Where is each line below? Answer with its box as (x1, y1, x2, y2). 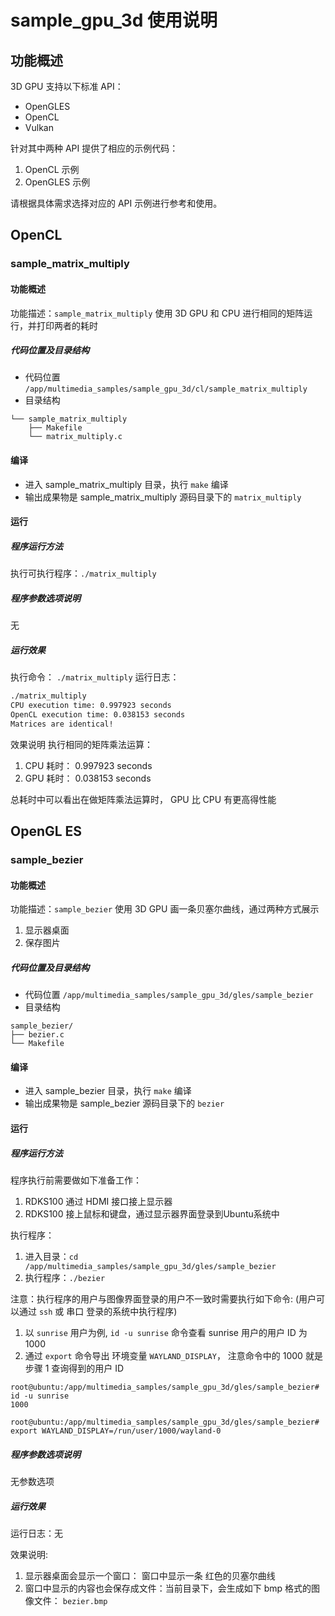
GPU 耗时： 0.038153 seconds (24, 772, 152, 784)
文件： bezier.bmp (33, 1594, 108, 1606)
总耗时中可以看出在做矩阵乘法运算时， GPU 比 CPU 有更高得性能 (10, 793, 277, 805)
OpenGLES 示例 (24, 176, 91, 188)
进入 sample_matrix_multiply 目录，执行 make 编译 (24, 478, 229, 490)
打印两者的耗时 (36, 319, 98, 331)
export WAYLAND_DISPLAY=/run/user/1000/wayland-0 (10, 1426, 222, 1436)
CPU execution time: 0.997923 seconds (10, 701, 172, 711)
